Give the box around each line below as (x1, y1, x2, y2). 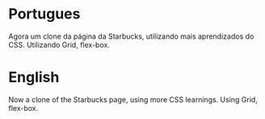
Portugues (8, 5, 81, 23)
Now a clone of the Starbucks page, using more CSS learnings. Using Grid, (8, 94, 259, 105)
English (8, 68, 60, 87)
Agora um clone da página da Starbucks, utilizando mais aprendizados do (8, 31, 254, 41)
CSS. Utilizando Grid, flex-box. (8, 39, 111, 49)
